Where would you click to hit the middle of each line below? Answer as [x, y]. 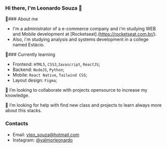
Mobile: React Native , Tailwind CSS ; [50, 75]
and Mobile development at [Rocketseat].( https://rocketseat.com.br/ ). [85, 34]
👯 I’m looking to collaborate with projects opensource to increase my [76, 90]
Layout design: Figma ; [35, 81]
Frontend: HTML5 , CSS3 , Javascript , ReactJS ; [56, 64]
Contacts [17, 124]
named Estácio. [28, 45]
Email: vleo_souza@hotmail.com [46, 134]
